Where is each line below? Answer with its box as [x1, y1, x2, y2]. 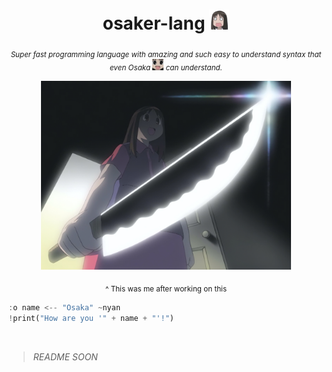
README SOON [32, 350, 98, 363]
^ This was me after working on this [104, 284, 228, 294]
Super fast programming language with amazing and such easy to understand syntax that [10, 49, 322, 59]
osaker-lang [102, 12, 206, 35]
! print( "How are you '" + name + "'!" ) [8, 313, 175, 323]
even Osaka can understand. [109, 62, 223, 73]
